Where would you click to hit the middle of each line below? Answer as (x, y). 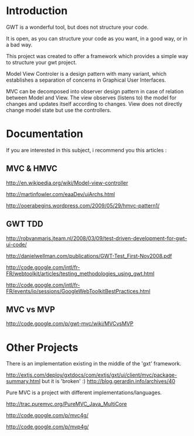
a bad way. (19, 45)
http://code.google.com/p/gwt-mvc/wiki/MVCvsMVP (70, 324)
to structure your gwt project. (42, 62)
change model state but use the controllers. (59, 110)
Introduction (37, 11)
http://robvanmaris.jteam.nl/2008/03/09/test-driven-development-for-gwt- (97, 238)
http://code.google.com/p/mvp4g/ (47, 427)
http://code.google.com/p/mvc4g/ (47, 415)
